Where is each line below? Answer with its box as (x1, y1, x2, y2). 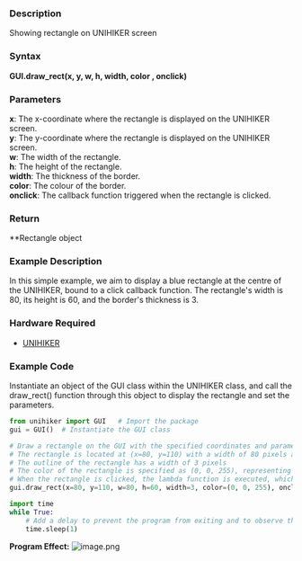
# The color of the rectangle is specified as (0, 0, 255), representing (9, 467, 292, 476)
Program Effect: (9, 540, 70, 551)
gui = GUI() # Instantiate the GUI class (9, 425, 171, 434)
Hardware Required (9, 317, 96, 330)
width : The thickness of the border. (9, 170, 141, 182)
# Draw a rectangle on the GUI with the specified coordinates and (9, 441, 268, 450)
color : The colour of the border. (9, 180, 127, 191)
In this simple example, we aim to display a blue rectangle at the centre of (9, 275, 281, 286)
